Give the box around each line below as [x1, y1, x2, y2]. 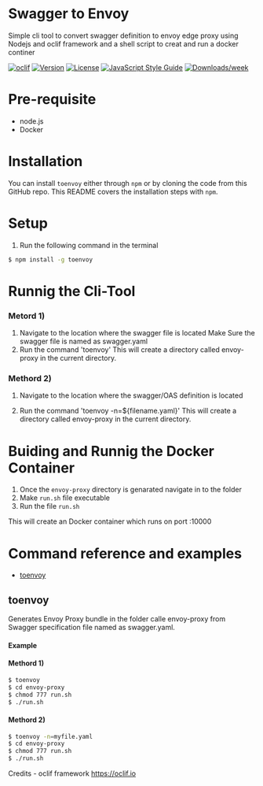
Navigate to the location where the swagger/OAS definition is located [19, 391, 243, 400]
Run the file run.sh [19, 502, 80, 511]
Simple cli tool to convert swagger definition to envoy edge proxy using [8, 31, 239, 40]
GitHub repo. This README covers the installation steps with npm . [8, 187, 218, 196]
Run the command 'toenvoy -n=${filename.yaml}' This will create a [19, 406, 237, 416]
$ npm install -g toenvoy [8, 255, 93, 264]
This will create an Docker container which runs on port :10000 [8, 517, 212, 526]
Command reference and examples [8, 544, 242, 562]
